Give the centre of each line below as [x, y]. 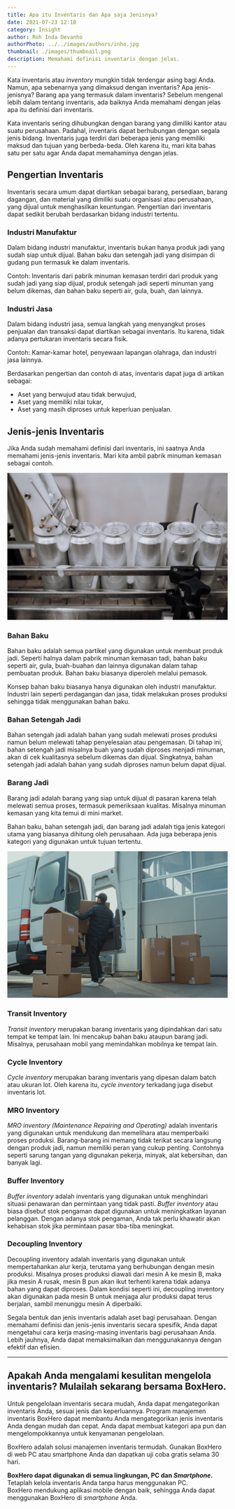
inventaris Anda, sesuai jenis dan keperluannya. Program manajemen [107, 1411]
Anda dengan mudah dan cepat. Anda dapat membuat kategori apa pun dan [117, 1426]
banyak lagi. [25, 1163]
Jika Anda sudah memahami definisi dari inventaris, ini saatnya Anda [106, 449]
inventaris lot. [27, 1092]
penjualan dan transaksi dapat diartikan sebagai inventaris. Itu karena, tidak [116, 332]
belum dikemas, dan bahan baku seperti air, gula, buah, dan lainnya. [105, 290]
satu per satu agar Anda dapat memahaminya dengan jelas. [93, 153]
